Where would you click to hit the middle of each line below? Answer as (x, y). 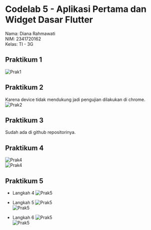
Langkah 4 (23, 193)
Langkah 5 (23, 202)
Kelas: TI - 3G (19, 44)
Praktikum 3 (24, 120)
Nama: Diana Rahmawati (30, 33)
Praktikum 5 (24, 181)
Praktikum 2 (24, 87)
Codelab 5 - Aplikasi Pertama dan (76, 9)
